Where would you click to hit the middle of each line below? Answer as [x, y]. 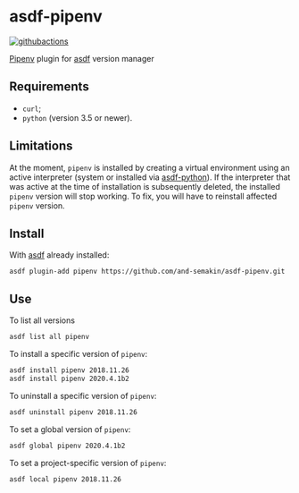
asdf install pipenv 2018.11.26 [69, 370]
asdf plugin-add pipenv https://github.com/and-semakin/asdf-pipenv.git [147, 272]
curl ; [32, 108]
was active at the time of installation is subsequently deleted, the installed [145, 186]
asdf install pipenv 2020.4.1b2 [69, 378]
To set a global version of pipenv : [70, 429]
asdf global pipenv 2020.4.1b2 [67, 446]
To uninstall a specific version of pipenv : [83, 395]
